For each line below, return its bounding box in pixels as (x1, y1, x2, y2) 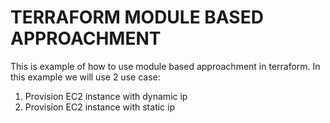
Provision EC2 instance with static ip (24, 101, 175, 113)
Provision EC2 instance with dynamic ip (24, 90, 188, 102)
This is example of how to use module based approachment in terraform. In (10, 60, 321, 72)
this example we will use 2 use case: (10, 71, 161, 83)
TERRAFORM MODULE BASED (10, 6, 264, 29)
